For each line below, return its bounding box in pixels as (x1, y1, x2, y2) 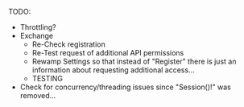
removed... (19, 91, 56, 100)
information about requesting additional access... (31, 65, 195, 75)
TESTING (31, 74, 63, 83)
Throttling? (19, 23, 56, 31)
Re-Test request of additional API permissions (31, 48, 184, 57)
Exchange (19, 31, 54, 40)
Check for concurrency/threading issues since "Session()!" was (19, 82, 232, 92)
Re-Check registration (31, 39, 106, 49)
